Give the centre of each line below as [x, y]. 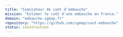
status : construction [27, 27]
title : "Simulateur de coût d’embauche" [47, 9]
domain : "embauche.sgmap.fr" [35, 18]
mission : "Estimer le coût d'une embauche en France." [62, 14]
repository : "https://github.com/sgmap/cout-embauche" [62, 23]
